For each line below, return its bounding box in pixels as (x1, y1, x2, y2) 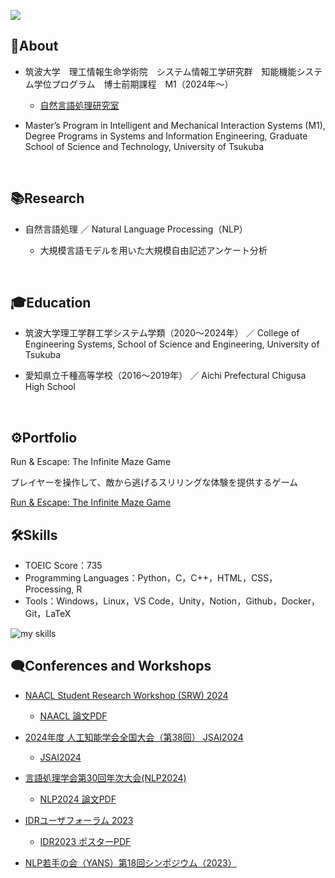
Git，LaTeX (24, 608, 72, 620)
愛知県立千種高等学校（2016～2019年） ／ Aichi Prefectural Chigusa (24, 370, 307, 382)
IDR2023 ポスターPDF (39, 835, 132, 847)
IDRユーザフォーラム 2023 (24, 814, 134, 826)
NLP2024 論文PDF (39, 793, 117, 805)
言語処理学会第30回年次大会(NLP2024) (24, 771, 187, 784)
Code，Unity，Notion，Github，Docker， (148, 595, 320, 607)
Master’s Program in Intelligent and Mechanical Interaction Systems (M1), (24, 119, 326, 131)
